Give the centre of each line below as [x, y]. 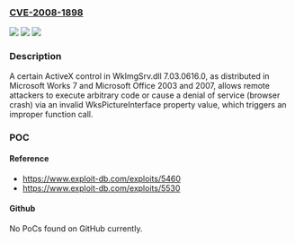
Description [36, 56]
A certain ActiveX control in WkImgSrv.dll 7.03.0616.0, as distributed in [139, 76]
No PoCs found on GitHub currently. [76, 228]
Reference [29, 159]
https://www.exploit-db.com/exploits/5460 [102, 178]
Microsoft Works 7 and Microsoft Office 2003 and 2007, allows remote [139, 85]
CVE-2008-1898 [46, 13]
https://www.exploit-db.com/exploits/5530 [101, 188]
